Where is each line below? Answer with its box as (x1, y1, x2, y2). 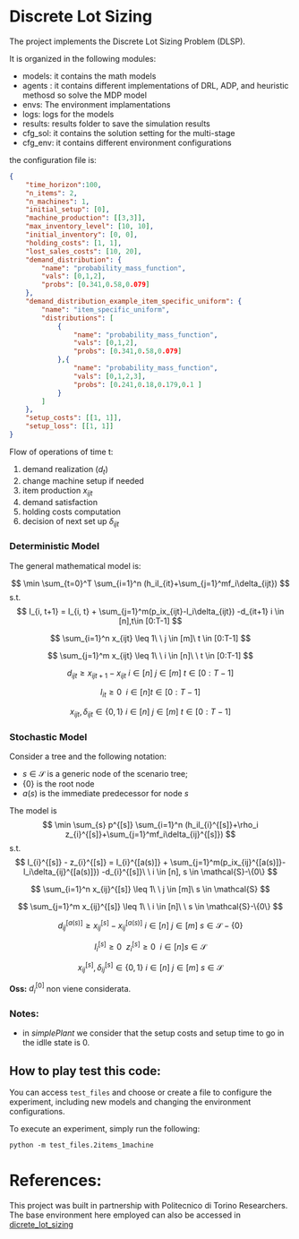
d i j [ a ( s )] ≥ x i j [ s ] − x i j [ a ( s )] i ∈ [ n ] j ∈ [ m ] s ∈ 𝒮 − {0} (57, 918, 243, 933)
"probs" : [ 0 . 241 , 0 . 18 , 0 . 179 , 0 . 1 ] (73, 380, 202, 389)
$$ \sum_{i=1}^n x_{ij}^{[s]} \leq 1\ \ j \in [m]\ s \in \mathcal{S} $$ (30, 884, 270, 895)
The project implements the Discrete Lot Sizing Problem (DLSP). (9, 36, 246, 47)
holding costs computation (21, 506, 121, 517)
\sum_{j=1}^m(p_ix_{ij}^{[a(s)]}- (169, 857, 286, 868)
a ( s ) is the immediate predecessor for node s (21, 788, 190, 799)
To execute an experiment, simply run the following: (9, 1123, 201, 1134)
